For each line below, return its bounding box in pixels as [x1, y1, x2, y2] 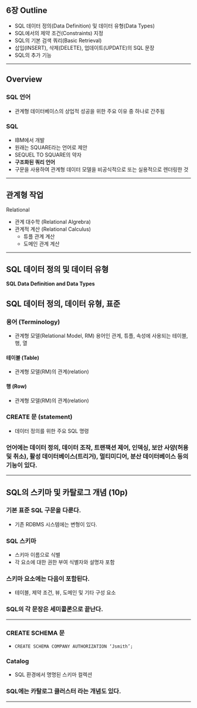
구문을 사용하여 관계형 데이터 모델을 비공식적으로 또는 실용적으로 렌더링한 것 [14, 166, 189, 173]
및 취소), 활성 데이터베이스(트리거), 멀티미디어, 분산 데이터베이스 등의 [6, 452, 189, 460]
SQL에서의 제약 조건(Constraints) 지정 [14, 29, 104, 36]
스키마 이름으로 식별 [14, 552, 60, 559]
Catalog [6, 657, 29, 665]
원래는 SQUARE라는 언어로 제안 [14, 144, 88, 151]
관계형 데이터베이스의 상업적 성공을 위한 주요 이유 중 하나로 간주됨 [14, 107, 165, 114]
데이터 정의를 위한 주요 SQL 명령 [14, 427, 89, 434]
